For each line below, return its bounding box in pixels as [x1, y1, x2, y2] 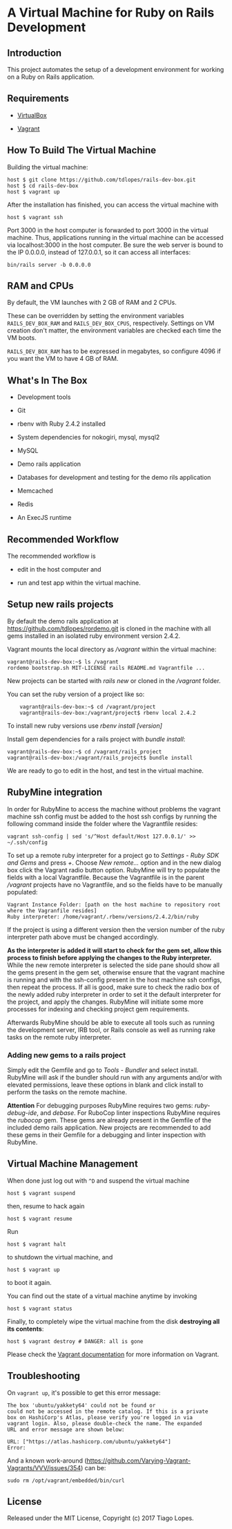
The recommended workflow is [7, 552, 96, 561]
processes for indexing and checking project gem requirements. [7, 1004, 190, 1013]
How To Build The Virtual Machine [7, 144, 157, 156]
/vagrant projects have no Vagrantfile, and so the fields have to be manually [7, 880, 223, 889]
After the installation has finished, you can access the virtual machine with [7, 200, 219, 209]
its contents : [7, 1324, 44, 1333]
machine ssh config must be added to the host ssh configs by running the [7, 812, 217, 820]
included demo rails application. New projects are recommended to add [7, 1123, 211, 1132]
